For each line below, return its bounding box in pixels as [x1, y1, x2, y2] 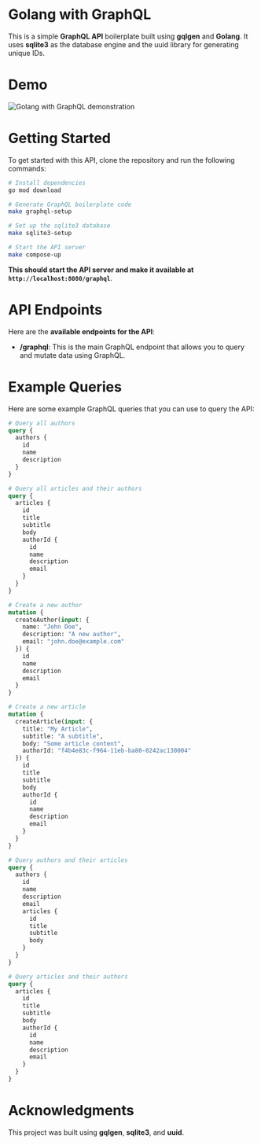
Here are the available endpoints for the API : [8, 326, 155, 336]
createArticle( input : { [15, 717, 93, 725]
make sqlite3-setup [8, 230, 72, 237]
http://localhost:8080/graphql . [8, 273, 112, 282]
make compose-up [8, 250, 61, 259]
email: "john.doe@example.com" [22, 638, 125, 646]
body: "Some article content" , [22, 739, 125, 748]
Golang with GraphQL [8, 6, 152, 24]
